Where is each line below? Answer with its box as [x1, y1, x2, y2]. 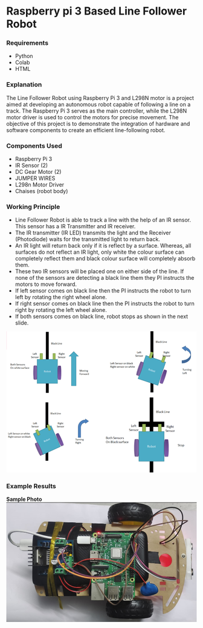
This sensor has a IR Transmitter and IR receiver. [14, 223, 136, 230]
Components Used [6, 141, 62, 150]
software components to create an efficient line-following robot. [6, 126, 166, 134]
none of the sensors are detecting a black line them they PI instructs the [14, 274, 195, 282]
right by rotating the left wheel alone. [14, 306, 108, 314]
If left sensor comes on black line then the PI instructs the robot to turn [14, 287, 192, 294]
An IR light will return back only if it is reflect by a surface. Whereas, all [14, 242, 192, 250]
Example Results [6, 481, 56, 490]
